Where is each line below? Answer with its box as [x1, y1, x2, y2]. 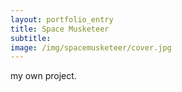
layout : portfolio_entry [10, 14, 114, 25]
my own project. [10, 70, 77, 82]
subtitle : [10, 33, 52, 43]
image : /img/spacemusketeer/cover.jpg [10, 42, 172, 53]
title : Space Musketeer [10, 24, 110, 34]
